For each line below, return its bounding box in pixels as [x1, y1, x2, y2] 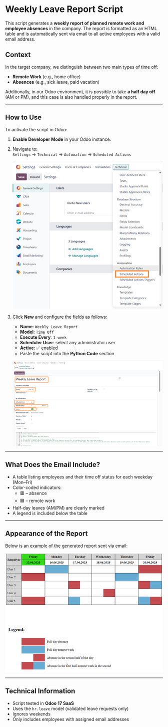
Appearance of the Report [5, 530, 88, 538]
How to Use [5, 113, 42, 122]
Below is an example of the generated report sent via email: [5, 543, 128, 549]
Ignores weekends [12, 710, 51, 717]
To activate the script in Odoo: [5, 126, 67, 132]
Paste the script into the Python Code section [19, 350, 114, 356]
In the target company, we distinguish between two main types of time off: [5, 64, 158, 70]
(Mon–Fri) [12, 479, 32, 485]
